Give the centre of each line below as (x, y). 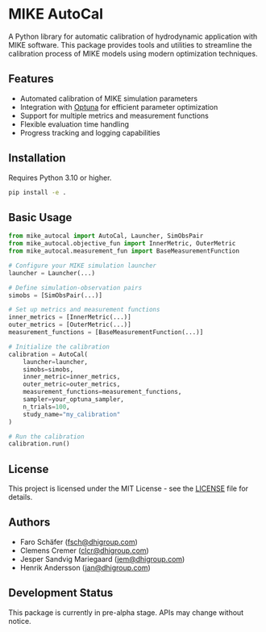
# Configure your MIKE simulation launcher (83, 266)
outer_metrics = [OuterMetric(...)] (70, 325)
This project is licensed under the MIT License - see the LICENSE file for (128, 488)
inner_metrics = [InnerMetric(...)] (70, 317)
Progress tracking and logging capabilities (90, 132)
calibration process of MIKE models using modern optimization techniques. (133, 53)
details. (21, 497)
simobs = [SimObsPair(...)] (56, 295)
